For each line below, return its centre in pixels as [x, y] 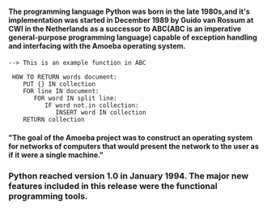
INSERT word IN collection [101, 113]
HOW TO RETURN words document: [64, 77]
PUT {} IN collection [59, 84]
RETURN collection [54, 120]
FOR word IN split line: [75, 99]
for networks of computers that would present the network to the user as [133, 146]
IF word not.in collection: [91, 105]
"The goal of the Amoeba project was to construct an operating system [131, 137]
